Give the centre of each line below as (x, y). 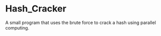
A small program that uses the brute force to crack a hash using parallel (81, 22)
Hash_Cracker (36, 9)
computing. (17, 27)
